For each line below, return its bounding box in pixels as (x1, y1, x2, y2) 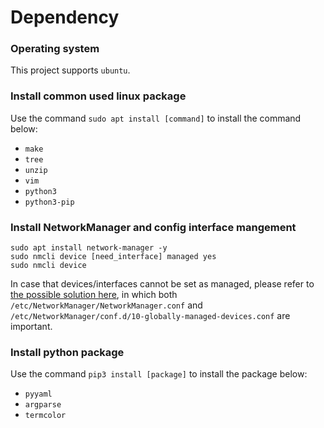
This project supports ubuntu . (10, 64, 131, 76)
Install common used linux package (10, 89, 187, 103)
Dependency (10, 6, 120, 29)
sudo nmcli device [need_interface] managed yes (10, 252, 217, 262)
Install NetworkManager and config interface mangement (10, 220, 297, 234)
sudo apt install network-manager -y (10, 243, 168, 253)
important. (10, 321, 53, 333)
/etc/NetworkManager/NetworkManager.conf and (10, 299, 203, 311)
